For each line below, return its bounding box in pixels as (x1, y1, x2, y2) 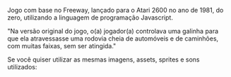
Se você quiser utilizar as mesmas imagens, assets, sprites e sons (7, 55, 200, 64)
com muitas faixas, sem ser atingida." (7, 42, 117, 50)
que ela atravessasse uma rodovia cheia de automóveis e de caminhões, (7, 34, 219, 43)
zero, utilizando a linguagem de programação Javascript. (7, 13, 173, 22)
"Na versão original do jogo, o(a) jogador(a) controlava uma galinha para (7, 27, 219, 35)
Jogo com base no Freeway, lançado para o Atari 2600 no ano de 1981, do (7, 6, 224, 14)
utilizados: (7, 63, 37, 71)
